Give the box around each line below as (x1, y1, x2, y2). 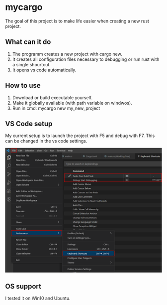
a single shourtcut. (12, 61, 51, 67)
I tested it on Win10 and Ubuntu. (5, 296, 71, 302)
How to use (5, 81, 41, 90)
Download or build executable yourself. (12, 94, 93, 101)
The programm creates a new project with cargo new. (12, 51, 123, 57)
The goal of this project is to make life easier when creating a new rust (5, 18, 149, 24)
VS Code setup (5, 119, 53, 128)
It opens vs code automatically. (12, 67, 77, 73)
